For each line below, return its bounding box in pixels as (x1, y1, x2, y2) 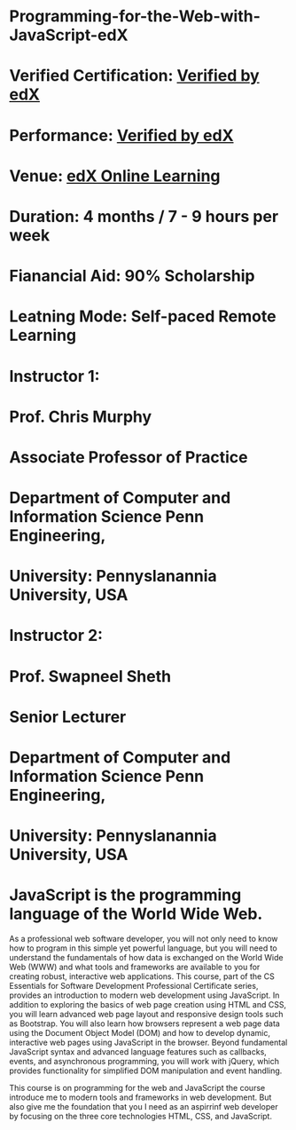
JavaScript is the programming (9, 885, 242, 905)
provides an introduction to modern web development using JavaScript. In (9, 990, 280, 1000)
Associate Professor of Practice (9, 446, 248, 467)
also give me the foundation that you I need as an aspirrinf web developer (9, 1102, 278, 1112)
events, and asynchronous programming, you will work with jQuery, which (9, 1056, 279, 1067)
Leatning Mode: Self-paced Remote (9, 306, 277, 327)
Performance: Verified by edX (9, 125, 234, 146)
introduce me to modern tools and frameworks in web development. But (9, 1092, 272, 1102)
